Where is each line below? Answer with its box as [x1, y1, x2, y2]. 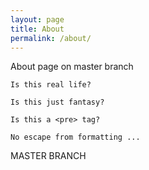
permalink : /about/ [10, 33, 92, 43]
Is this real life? [10, 80, 92, 90]
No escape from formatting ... [10, 132, 141, 143]
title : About [10, 24, 65, 34]
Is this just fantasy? [10, 97, 105, 108]
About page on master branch [10, 61, 134, 73]
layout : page [10, 14, 65, 25]
